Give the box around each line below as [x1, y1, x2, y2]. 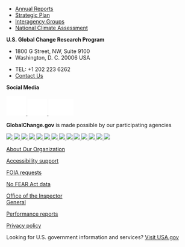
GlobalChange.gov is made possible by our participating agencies [6, 122, 172, 128]
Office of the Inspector [6, 192, 63, 199]
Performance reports [6, 210, 58, 217]
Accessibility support [6, 157, 59, 164]
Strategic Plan [14, 11, 50, 19]
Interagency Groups [14, 18, 65, 25]
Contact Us [14, 72, 43, 79]
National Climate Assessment [14, 24, 89, 31]
